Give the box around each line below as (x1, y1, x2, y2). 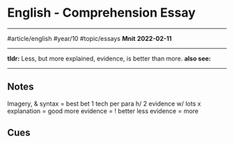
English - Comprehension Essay (7, 5, 196, 21)
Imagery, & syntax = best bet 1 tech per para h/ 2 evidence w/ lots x (7, 99, 201, 108)
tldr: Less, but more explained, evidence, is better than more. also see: (7, 54, 211, 62)
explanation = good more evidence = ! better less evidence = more (7, 106, 199, 115)
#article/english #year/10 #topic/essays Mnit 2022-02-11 (7, 34, 172, 42)
